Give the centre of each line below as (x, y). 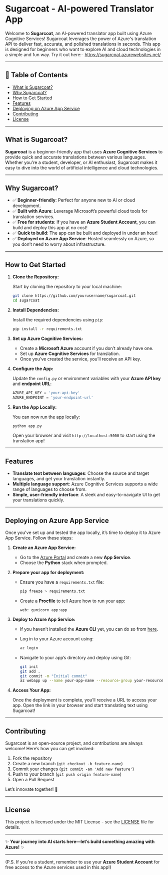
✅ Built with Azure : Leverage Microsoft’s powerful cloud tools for (80, 211)
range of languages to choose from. (49, 489)
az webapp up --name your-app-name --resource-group (76, 681)
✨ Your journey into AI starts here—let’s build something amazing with (80, 841)
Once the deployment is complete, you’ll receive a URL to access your (85, 700)
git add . (30, 671)
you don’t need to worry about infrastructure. (59, 244)
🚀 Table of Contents (36, 75)
